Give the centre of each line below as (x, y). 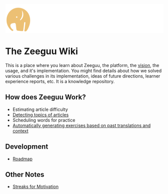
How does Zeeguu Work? (46, 97)
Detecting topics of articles (40, 114)
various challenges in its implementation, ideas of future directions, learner (83, 76)
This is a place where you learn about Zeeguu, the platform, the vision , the (82, 65)
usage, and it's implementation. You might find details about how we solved (83, 71)
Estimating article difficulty (40, 109)
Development (27, 147)
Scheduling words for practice (44, 120)
